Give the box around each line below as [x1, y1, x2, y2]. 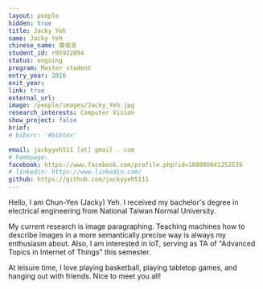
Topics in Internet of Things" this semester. [8, 247, 151, 257]
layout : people [8, 11, 60, 20]
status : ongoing [8, 57, 63, 65]
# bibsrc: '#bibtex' [8, 131, 78, 139]
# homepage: [8, 153, 48, 161]
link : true [8, 86, 45, 95]
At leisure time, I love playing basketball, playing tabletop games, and [8, 263, 237, 272]
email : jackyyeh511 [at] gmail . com [8, 145, 135, 153]
